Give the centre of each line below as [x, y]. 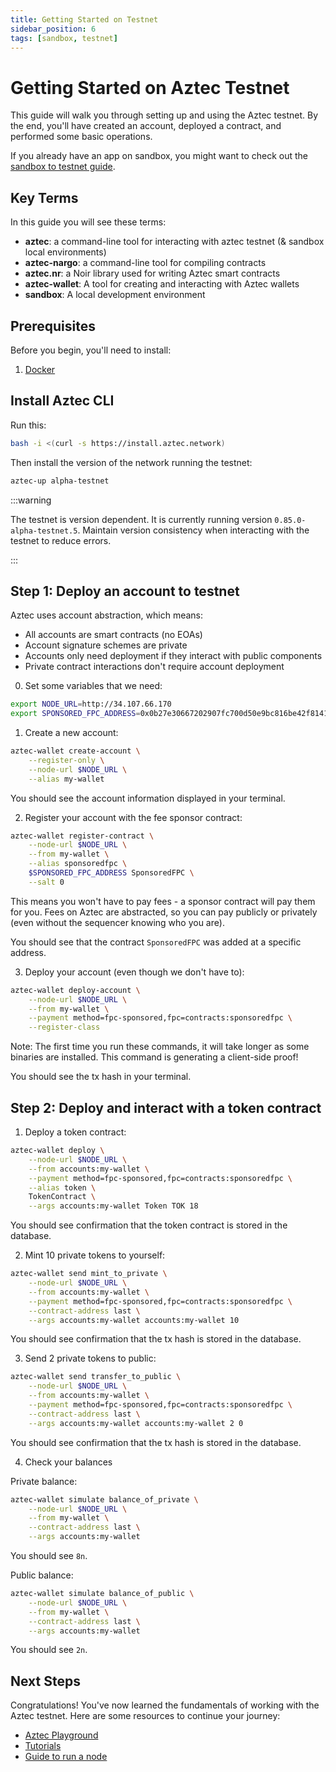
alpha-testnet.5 [44, 531]
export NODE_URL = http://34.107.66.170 [91, 704]
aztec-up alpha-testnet [60, 481]
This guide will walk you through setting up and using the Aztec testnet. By [164, 115]
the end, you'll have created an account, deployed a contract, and [146, 126]
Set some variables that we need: [93, 686]
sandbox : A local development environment [115, 295]
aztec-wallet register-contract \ [82, 836]
